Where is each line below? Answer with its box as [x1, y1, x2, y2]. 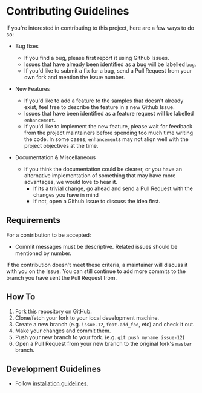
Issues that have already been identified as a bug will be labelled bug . [24, 61, 197, 68]
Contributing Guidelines [6, 4, 129, 18]
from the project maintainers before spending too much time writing [24, 129, 194, 136]
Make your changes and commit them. [15, 327, 111, 334]
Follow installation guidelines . [15, 380, 89, 387]
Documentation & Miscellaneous [15, 153, 96, 161]
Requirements [6, 215, 60, 225]
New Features [15, 85, 50, 92]
